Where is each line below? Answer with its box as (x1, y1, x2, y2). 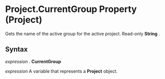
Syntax (5, 45, 28, 53)
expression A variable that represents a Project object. (5, 68, 118, 74)
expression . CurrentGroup (5, 58, 61, 64)
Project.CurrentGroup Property (5, 3, 137, 15)
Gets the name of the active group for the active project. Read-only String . (5, 30, 160, 36)
